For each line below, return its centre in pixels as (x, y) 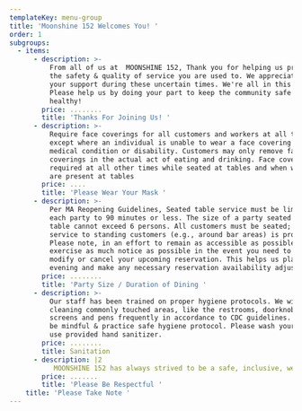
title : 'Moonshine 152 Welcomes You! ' (84, 26)
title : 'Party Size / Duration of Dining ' (124, 284)
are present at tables (92, 176)
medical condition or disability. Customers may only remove (166, 151)
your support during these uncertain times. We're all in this (170, 84)
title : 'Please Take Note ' (78, 393)
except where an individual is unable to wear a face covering (170, 143)
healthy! (66, 101)
